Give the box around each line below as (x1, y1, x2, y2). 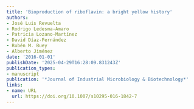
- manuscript (6, 71, 40, 77)
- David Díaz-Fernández (6, 37, 67, 43)
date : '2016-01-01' (6, 54, 56, 60)
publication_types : (6, 65, 56, 71)
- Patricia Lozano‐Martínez (6, 31, 78, 38)
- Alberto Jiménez (6, 48, 53, 54)
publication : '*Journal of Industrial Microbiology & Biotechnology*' (6, 76, 189, 82)
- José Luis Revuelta (6, 20, 61, 26)
